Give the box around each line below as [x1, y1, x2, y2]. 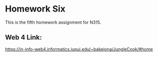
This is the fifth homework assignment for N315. [5, 19, 101, 25]
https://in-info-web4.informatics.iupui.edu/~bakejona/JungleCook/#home [5, 46, 153, 52]
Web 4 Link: [5, 33, 42, 42]
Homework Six [5, 3, 66, 14]
